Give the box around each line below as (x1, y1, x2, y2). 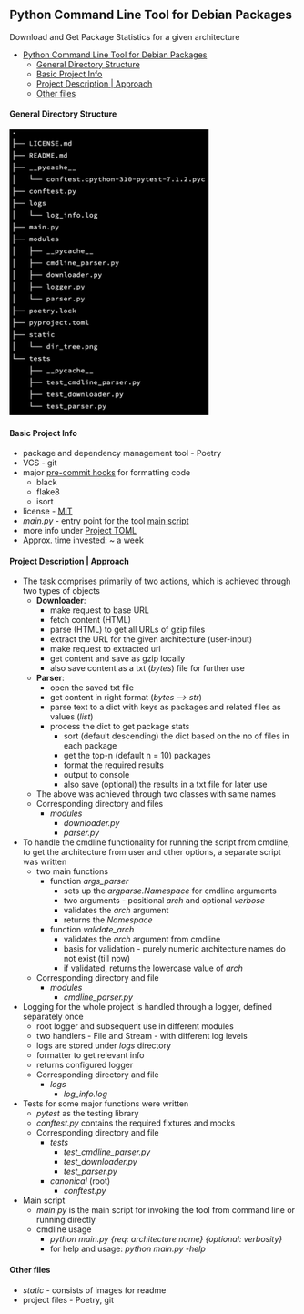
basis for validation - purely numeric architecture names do (63, 943, 287, 954)
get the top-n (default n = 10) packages (63, 750, 211, 761)
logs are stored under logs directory (35, 1040, 171, 1051)
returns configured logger (35, 1060, 134, 1071)
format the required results (63, 759, 164, 770)
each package (63, 740, 117, 751)
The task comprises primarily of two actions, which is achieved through (22, 576, 291, 586)
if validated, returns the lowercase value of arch (63, 963, 244, 973)
